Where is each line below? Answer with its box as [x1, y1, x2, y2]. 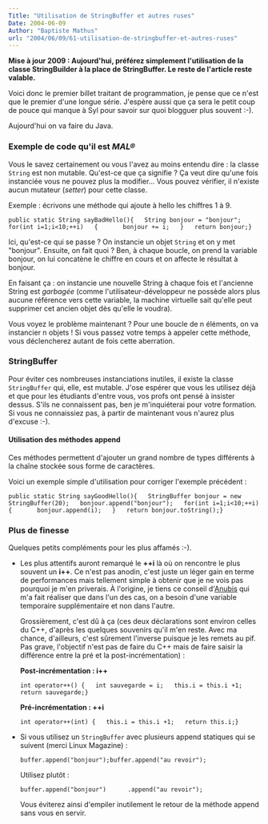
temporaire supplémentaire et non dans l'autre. [19, 601, 175, 611]
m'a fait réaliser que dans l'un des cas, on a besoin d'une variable [19, 593, 238, 602]
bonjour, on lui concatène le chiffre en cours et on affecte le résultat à [8, 254, 238, 263]
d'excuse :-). [8, 416, 50, 426]
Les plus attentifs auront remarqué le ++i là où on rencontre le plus [19, 558, 241, 569]
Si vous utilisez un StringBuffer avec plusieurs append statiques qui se [19, 732, 256, 742]
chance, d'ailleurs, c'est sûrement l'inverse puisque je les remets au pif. [19, 633, 256, 643]
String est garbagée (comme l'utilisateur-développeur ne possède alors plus [8, 286, 261, 296]
